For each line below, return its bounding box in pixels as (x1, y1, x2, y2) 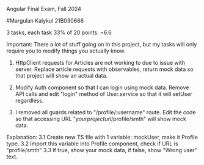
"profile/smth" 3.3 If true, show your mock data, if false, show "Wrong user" (6, 147, 197, 153)
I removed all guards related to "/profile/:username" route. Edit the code (15, 109, 197, 116)
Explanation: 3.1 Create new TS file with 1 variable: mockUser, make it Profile (6, 134, 199, 141)
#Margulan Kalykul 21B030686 (6, 17, 84, 24)
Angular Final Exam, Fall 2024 (6, 5, 81, 12)
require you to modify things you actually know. (6, 47, 126, 54)
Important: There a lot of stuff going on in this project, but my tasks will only (6, 41, 197, 48)
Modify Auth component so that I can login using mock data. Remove (15, 84, 189, 91)
